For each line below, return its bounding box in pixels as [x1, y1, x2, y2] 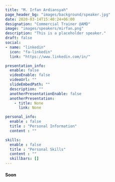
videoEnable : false [9, 72, 50, 78]
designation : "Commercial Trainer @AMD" [5, 21, 91, 27]
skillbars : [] [9, 156, 39, 161]
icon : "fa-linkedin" [9, 49, 52, 54]
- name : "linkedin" [5, 45, 46, 50]
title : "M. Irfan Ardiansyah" [5, 7, 68, 13]
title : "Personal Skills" [9, 147, 66, 152]
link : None [18, 105, 41, 111]
